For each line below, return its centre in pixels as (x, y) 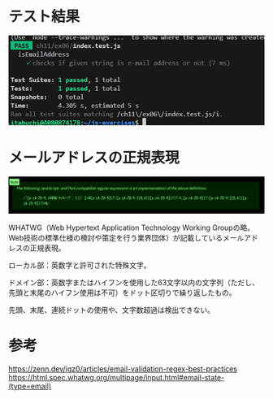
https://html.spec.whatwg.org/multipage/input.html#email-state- (117, 378)
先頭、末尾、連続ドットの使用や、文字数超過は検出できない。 (112, 310)
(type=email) (30, 386)
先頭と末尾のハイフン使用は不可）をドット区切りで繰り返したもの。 (122, 293)
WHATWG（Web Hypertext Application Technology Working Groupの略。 (131, 228)
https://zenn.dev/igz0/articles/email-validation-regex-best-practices (123, 369)
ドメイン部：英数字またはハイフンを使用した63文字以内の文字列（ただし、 (134, 283)
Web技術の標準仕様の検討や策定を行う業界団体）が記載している (116, 238)
